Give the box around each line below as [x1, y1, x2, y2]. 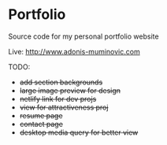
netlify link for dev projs [19, 94, 97, 103]
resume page [19, 110, 63, 120]
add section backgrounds [19, 77, 103, 87]
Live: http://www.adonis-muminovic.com [8, 46, 140, 56]
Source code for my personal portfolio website [8, 32, 159, 41]
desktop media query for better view [19, 128, 139, 137]
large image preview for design [19, 85, 121, 95]
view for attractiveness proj [19, 102, 109, 112]
